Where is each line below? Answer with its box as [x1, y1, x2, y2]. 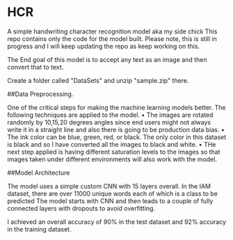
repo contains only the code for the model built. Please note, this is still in [7, 34, 217, 42]
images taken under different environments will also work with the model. [7, 154, 218, 163]
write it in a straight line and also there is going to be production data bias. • [7, 125, 225, 134]
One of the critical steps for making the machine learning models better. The [7, 103, 226, 111]
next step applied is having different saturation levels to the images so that [7, 147, 220, 156]
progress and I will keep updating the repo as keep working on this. [7, 42, 200, 50]
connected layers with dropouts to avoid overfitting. [7, 204, 155, 212]
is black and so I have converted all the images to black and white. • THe [7, 140, 216, 148]
